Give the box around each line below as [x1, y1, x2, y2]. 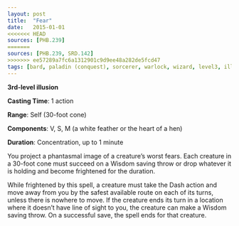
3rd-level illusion [7, 82, 59, 91]
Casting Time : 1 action [7, 97, 74, 105]
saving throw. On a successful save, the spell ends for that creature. [7, 210, 207, 219]
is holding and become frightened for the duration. [7, 166, 156, 175]
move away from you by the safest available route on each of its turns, [7, 188, 214, 196]
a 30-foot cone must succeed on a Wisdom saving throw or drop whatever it [7, 159, 232, 168]
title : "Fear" [7, 17, 53, 24]
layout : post [7, 10, 46, 18]
